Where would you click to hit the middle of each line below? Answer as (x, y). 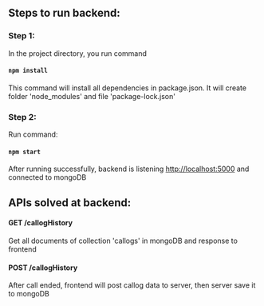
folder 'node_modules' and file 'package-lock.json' (92, 96)
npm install (28, 71)
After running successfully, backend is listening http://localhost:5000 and (129, 169)
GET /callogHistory (41, 223)
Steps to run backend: (65, 13)
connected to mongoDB (47, 177)
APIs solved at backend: (70, 203)
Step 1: (22, 36)
